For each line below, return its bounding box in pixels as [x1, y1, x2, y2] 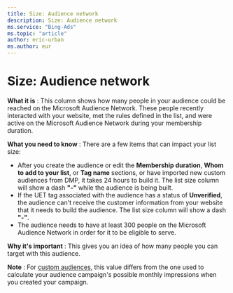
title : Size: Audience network [7, 10, 99, 18]
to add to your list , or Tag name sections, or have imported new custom [17, 168, 226, 176]
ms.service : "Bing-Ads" [7, 23, 77, 30]
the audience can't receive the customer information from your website [17, 198, 223, 207]
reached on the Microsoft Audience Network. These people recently [7, 103, 204, 112]
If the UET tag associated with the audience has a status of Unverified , [17, 190, 223, 199]
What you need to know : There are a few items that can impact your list [7, 140, 217, 148]
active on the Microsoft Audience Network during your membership [7, 119, 202, 127]
